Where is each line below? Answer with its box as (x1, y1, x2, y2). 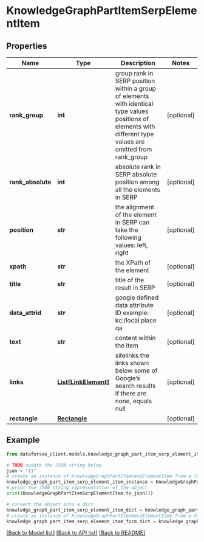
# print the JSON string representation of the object (6, 485, 148, 491)
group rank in (115, 69, 154, 77)
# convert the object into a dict (6, 501, 94, 507)
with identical (115, 100, 154, 108)
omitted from (115, 145, 152, 153)
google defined (115, 293, 159, 302)
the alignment (115, 203, 155, 211)
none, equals (115, 397, 152, 405)
